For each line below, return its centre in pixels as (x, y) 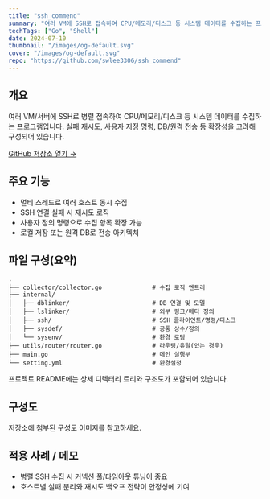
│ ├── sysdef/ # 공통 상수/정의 (104, 329)
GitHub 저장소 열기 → (43, 153)
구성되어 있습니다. (37, 136)
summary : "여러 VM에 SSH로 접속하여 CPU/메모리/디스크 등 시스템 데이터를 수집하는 (130, 23)
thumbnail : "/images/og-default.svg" (72, 46)
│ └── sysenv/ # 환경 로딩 (97, 338)
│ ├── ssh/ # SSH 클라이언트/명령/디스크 (123, 320)
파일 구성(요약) (43, 260)
